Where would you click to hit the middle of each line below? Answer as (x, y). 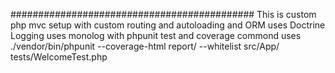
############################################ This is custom (163, 14)
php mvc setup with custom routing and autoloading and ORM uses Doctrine (168, 25)
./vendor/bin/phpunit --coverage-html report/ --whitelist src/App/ (145, 46)
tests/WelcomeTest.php (59, 57)
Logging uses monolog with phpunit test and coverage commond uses (156, 35)
